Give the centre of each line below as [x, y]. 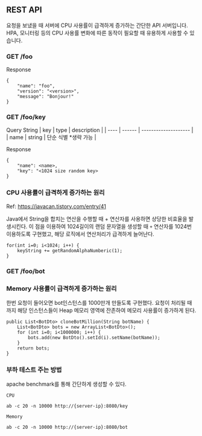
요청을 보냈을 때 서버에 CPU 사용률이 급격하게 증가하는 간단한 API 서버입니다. [97, 25]
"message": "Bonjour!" [46, 97]
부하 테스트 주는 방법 [34, 369]
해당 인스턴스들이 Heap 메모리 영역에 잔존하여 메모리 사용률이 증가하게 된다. [107, 310]
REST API [24, 10]
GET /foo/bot [26, 271]
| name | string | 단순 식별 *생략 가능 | [51, 137]
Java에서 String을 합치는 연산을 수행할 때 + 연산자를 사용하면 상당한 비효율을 [97, 219]
